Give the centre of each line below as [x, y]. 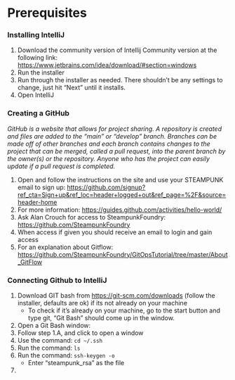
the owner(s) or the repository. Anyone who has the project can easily [109, 158]
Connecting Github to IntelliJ [57, 280]
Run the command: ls [49, 348]
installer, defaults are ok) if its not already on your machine [102, 303]
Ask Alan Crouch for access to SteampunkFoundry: [92, 217]
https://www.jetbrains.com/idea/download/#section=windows [107, 65]
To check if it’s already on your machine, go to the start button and [124, 310]
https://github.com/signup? [106, 187]
